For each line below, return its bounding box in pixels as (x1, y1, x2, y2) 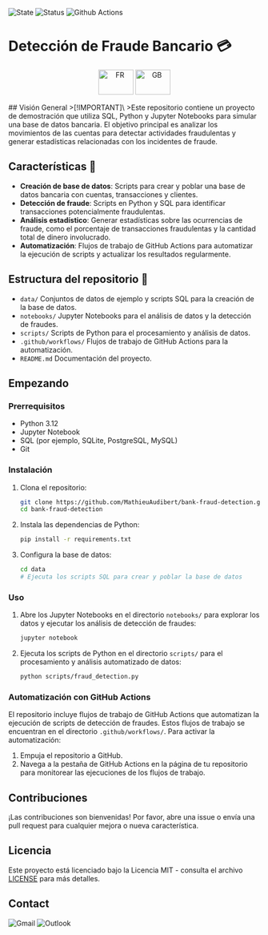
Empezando (8, 377, 70, 390)
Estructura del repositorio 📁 (8, 272, 149, 286)
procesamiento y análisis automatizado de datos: (19, 657, 182, 667)
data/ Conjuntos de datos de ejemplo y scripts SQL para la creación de (19, 293, 254, 304)
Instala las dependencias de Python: (19, 520, 140, 530)
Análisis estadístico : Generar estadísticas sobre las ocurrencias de (19, 215, 243, 224)
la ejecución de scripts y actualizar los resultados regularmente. (19, 249, 231, 259)
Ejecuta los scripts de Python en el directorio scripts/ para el (19, 649, 223, 659)
